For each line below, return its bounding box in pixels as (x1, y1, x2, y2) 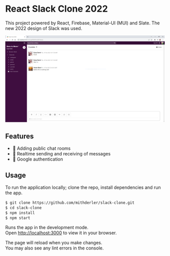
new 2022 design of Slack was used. (5, 25, 82, 31)
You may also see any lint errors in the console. (5, 245, 104, 251)
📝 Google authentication (12, 156, 63, 163)
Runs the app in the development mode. (5, 225, 89, 231)
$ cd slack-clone (5, 205, 42, 211)
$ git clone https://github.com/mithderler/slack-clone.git (5, 200, 135, 206)
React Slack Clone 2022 (5, 3, 108, 15)
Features (5, 132, 34, 140)
